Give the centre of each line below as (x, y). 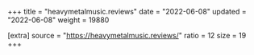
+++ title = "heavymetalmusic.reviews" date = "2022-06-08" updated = (127, 12)
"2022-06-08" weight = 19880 (58, 20)
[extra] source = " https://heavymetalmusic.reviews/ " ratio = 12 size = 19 (127, 35)
